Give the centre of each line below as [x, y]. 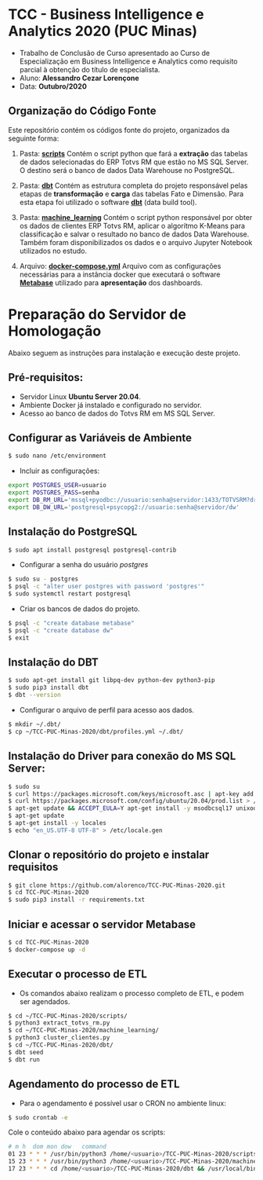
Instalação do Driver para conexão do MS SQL [122, 756]
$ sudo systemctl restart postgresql [70, 594]
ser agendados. [45, 1001]
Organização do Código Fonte [82, 111]
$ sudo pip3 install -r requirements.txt [77, 900]
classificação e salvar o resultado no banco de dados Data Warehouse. [134, 234]
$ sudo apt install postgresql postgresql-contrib [92, 550]
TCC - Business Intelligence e [106, 15]
